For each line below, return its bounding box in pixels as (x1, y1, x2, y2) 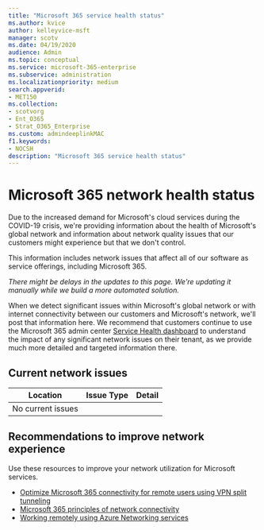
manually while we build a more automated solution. (8, 285, 180, 295)
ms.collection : (8, 100, 59, 108)
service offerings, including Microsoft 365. (8, 261, 147, 271)
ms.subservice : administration (8, 71, 112, 79)
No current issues (12, 403, 78, 414)
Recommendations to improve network (8, 430, 205, 443)
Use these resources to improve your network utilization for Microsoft (8, 463, 235, 473)
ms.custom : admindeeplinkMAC (8, 130, 105, 137)
